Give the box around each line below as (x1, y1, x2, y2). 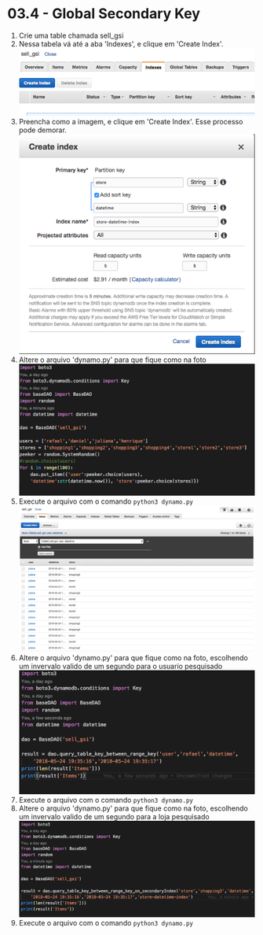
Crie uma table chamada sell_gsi (18, 31, 124, 40)
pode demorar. (18, 125, 68, 135)
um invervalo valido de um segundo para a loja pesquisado (18, 812, 210, 822)
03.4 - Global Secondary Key (7, 5, 201, 23)
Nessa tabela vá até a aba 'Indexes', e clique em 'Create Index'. (18, 39, 224, 48)
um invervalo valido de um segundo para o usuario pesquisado (18, 661, 223, 671)
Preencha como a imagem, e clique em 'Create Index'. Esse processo (18, 116, 243, 126)
